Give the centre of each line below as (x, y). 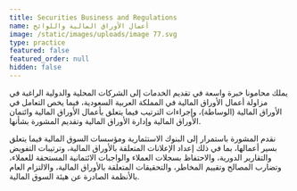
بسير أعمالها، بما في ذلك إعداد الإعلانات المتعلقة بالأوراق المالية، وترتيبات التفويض (144, 147)
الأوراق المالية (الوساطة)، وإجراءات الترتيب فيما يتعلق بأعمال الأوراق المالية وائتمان (146, 112)
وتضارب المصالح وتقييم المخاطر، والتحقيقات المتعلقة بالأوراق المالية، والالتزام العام (146, 167)
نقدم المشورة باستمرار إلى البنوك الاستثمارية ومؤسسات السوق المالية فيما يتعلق (143, 138)
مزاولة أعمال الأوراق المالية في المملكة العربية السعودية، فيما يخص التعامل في (139, 102)
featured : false (39, 51)
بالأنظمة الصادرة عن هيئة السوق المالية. (74, 176)
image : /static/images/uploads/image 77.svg (93, 34)
